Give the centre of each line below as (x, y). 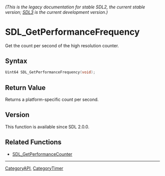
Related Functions (33, 142)
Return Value (25, 88)
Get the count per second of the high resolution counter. (62, 45)
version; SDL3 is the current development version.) (56, 12)
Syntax (16, 61)
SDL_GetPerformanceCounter (42, 154)
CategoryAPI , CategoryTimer (34, 168)
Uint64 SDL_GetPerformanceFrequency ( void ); (50, 72)
